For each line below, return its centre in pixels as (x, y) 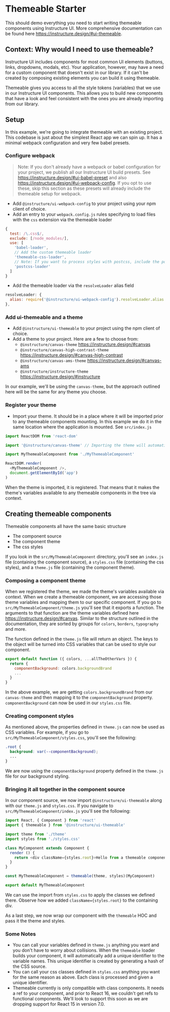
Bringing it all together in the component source (65, 789)
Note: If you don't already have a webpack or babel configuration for (89, 167)
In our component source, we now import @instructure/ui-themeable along (84, 800)
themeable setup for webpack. (50, 193)
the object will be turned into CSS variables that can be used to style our (81, 644)
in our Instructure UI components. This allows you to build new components (84, 93)
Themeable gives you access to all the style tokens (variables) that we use (83, 88)
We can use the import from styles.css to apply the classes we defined (80, 895)
